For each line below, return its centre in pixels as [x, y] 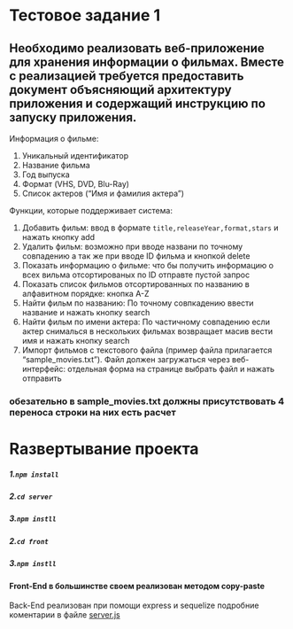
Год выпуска [46, 175]
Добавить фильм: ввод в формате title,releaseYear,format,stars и [150, 228]
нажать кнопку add [58, 237]
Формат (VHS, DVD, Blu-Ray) [76, 184]
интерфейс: [44, 369]
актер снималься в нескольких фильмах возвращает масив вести [147, 331]
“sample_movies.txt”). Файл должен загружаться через [126, 359]
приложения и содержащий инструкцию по [137, 103]
